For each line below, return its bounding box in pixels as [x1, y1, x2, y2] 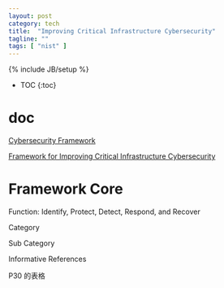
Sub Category [8, 238, 55, 248]
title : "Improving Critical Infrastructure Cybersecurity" [8, 27, 217, 35]
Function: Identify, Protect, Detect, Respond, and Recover [8, 207, 200, 216]
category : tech [8, 20, 60, 28]
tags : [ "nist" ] [8, 42, 67, 50]
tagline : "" [8, 34, 49, 43]
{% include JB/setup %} [8, 64, 89, 74]
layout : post [8, 11, 53, 20]
